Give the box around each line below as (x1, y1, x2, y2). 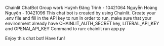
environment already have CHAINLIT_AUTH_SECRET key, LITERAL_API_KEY (5, 20, 160, 26)
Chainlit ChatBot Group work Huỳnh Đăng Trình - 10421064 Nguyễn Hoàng (5, 5, 158, 10)
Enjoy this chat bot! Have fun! (5, 35, 65, 41)
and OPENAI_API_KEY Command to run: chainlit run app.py (5, 26, 125, 32)
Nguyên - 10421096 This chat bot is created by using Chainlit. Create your (5, 10, 156, 16)
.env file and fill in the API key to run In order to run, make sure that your (5, 15, 152, 21)
